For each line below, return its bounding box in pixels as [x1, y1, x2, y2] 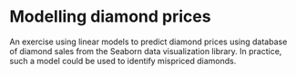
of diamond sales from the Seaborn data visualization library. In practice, [9, 45, 282, 56]
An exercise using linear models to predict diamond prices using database [9, 36, 288, 47]
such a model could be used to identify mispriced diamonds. [9, 55, 237, 66]
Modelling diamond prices [9, 6, 211, 27]
